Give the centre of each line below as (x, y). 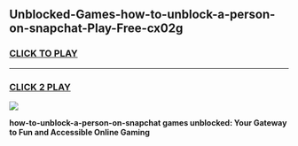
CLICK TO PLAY (43, 54)
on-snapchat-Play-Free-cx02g (96, 29)
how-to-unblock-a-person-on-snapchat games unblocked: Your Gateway (148, 122)
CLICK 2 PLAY (40, 87)
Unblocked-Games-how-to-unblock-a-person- (142, 15)
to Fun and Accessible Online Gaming (80, 132)
